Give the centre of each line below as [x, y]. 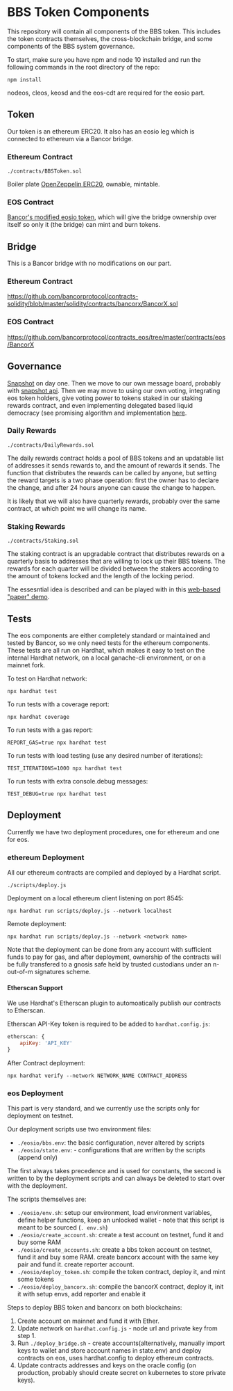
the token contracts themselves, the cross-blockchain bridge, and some [110, 38]
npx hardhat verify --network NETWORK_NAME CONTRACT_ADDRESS [97, 1076]
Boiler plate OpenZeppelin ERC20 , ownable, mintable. [84, 184]
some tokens [35, 1279]
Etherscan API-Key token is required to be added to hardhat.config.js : [109, 1024]
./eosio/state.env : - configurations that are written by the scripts [111, 1150]
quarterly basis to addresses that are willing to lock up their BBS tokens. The [116, 562]
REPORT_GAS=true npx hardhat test [57, 742]
